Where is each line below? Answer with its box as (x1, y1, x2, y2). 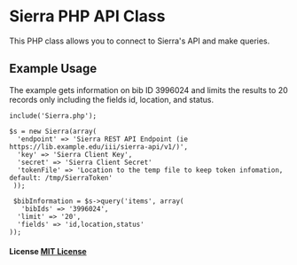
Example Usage (9, 61, 98, 76)
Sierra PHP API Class (9, 6, 166, 27)
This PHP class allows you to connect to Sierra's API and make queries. (9, 35, 270, 46)
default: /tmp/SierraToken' (9, 173, 113, 183)
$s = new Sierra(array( (9, 127, 98, 136)
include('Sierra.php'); (9, 111, 98, 121)
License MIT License (9, 246, 87, 257)
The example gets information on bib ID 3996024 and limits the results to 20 (9, 84, 288, 95)
